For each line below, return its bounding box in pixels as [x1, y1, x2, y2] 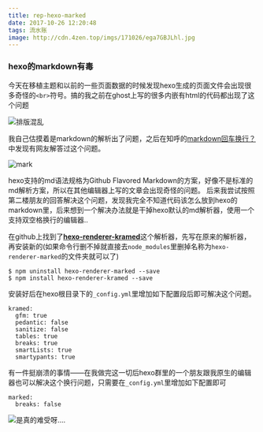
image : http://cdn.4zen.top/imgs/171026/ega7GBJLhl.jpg [8, 33, 195, 42]
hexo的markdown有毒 [8, 61, 94, 72]
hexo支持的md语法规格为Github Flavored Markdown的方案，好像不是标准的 [8, 175, 254, 185]
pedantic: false [15, 318, 69, 326]
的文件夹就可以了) [61, 251, 120, 261]
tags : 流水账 [8, 26, 47, 34]
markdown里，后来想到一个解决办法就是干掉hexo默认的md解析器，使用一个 [8, 205, 255, 214]
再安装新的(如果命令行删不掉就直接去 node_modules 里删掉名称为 [8, 241, 213, 251]
